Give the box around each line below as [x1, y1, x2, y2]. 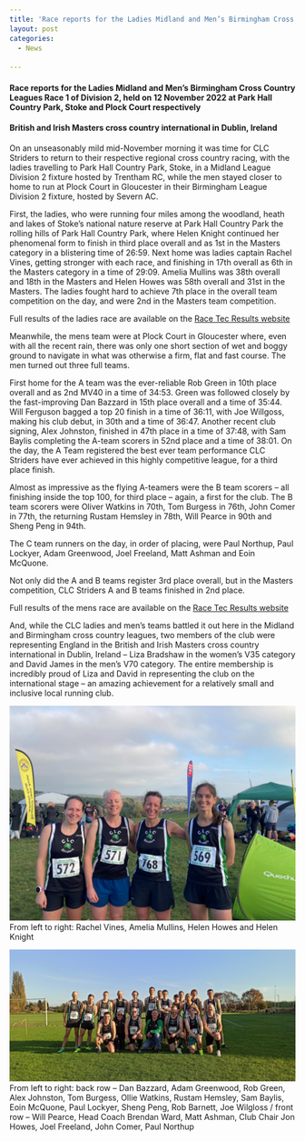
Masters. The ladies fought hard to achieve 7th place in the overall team [9, 285, 278, 296]
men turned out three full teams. [9, 359, 130, 370]
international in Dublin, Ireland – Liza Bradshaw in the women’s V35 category [9, 648, 296, 659]
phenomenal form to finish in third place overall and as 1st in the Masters [9, 237, 281, 248]
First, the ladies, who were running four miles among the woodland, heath [9, 208, 285, 219]
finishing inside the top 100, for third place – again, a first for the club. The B [9, 491, 293, 502]
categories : [9, 34, 54, 43]
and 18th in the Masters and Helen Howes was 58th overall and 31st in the [9, 275, 286, 286]
